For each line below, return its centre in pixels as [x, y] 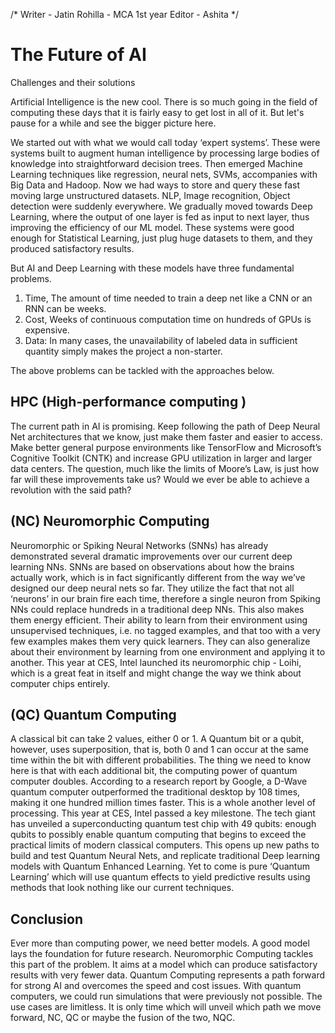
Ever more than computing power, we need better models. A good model [160, 943]
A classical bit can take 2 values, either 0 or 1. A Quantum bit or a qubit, [157, 739]
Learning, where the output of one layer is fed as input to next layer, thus [160, 216]
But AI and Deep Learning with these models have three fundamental [152, 268]
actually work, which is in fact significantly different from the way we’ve [158, 577]
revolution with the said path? [71, 490]
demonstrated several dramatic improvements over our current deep [151, 556]
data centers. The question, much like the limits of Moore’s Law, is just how [165, 468]
